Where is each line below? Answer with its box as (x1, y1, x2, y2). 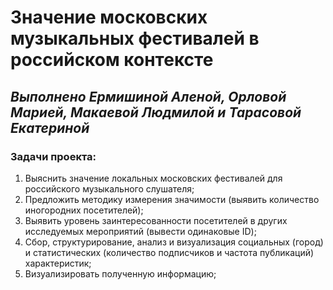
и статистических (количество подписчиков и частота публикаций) (24, 246, 315, 258)
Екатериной (10, 119, 90, 136)
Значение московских (10, 6, 208, 29)
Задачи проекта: (10, 149, 97, 163)
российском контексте (10, 49, 214, 71)
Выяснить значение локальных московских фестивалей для (24, 172, 283, 184)
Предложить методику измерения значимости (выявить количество (24, 193, 320, 205)
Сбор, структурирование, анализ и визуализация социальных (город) (24, 236, 324, 248)
